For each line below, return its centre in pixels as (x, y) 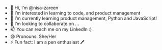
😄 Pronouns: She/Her (33, 36)
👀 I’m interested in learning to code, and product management (75, 13)
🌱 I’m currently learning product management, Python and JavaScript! (83, 18)
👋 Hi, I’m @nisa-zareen (34, 8)
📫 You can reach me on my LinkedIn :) (51, 29)
